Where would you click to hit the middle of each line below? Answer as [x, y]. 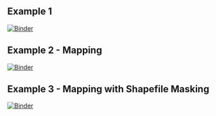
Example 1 [30, 12]
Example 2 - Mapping [55, 51]
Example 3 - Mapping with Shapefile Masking [108, 89]
